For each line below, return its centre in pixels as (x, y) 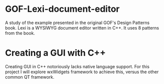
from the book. (20, 33)
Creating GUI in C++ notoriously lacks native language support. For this (77, 66)
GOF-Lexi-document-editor (62, 9)
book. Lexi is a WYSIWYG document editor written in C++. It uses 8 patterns (82, 28)
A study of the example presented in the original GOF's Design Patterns (77, 23)
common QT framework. (30, 77)
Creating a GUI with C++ (55, 53)
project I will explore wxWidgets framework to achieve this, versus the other (82, 72)
